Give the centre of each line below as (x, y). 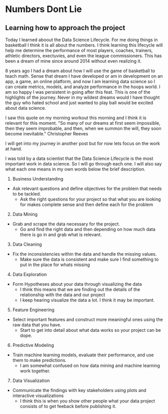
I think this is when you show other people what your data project (88, 401)
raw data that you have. (37, 325)
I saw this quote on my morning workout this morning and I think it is (76, 118)
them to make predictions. (39, 360)
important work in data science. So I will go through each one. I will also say (83, 164)
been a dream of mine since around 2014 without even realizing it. (73, 61)
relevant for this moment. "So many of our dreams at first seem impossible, (83, 123)
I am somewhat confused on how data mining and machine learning (90, 365)
